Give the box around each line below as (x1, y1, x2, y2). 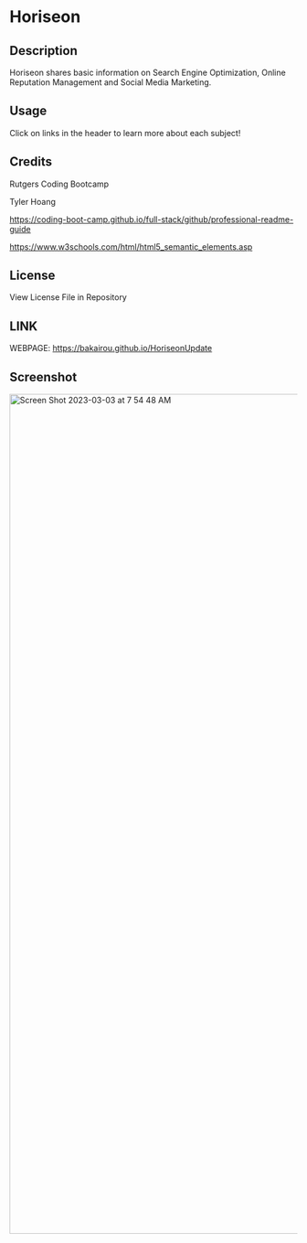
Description (9, 43, 78, 59)
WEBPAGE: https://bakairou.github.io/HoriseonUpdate (9, 343, 213, 354)
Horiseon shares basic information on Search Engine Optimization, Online (9, 67, 286, 78)
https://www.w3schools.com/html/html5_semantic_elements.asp (9, 241, 253, 252)
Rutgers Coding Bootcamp (9, 178, 110, 189)
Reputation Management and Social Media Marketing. (9, 77, 212, 88)
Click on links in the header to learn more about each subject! (9, 127, 241, 138)
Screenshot (9, 369, 78, 385)
